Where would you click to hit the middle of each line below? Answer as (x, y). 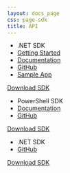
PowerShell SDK (40, 101)
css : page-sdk (27, 20)
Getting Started (38, 53)
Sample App (34, 75)
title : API (23, 26)
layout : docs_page (33, 13)
